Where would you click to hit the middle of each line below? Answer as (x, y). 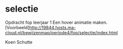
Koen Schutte (19, 42)
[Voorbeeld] (17, 27)
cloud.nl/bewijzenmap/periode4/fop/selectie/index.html (61, 33)
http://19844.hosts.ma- (53, 27)
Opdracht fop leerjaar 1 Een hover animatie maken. (56, 22)
